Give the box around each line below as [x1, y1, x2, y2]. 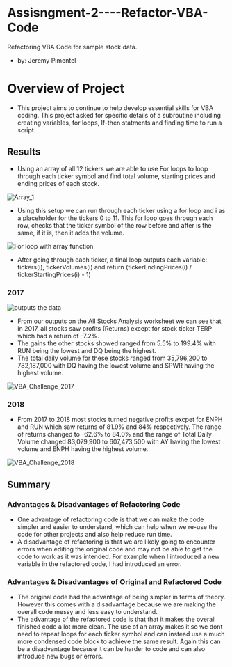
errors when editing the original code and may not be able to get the [17, 544, 213, 553]
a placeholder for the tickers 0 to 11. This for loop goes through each [17, 214, 213, 222]
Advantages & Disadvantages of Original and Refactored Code [7, 576, 222, 586]
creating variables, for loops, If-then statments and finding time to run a [17, 118, 222, 127]
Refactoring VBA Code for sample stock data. [7, 42, 138, 51]
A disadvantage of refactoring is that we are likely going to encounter [17, 537, 216, 546]
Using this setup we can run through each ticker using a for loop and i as [17, 206, 226, 214]
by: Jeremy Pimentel [17, 56, 76, 64]
